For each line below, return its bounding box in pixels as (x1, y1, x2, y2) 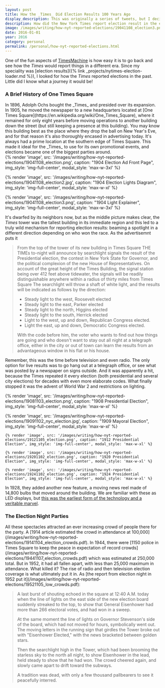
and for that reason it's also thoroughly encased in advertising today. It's (5, 133, 152, 139)
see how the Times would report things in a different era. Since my (5, 63, 140, 69)
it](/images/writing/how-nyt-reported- (24, 576, 101, 582)
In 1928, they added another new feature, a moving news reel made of (5, 484, 147, 490)
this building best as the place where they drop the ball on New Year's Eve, (5, 128, 157, 134)
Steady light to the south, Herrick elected (24, 311, 108, 318)
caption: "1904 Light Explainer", (77, 199, 141, 205)
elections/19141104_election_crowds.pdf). (5, 540, 89, 546)
